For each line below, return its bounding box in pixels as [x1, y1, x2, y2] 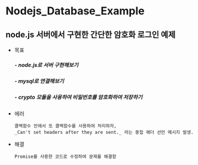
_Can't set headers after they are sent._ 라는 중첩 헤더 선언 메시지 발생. [14, 129, 194, 135]
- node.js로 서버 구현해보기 [14, 61, 79, 68]
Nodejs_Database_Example [5, 4, 145, 18]
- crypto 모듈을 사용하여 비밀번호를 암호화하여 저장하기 [14, 94, 143, 101]
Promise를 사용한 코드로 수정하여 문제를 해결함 [14, 154, 117, 160]
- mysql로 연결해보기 [14, 77, 64, 84]
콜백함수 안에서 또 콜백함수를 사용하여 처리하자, [14, 123, 117, 129]
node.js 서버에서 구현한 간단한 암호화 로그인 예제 [5, 29, 176, 39]
